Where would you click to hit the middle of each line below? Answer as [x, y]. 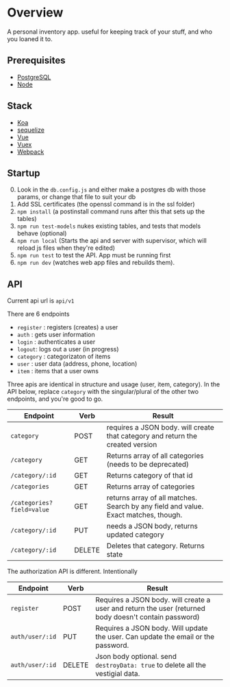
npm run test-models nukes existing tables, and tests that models [109, 226]
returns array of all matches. [152, 498]
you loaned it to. [30, 38]
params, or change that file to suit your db [76, 197]
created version [132, 445]
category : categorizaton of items [64, 357]
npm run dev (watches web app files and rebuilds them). [96, 263]
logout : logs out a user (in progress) [68, 349]
